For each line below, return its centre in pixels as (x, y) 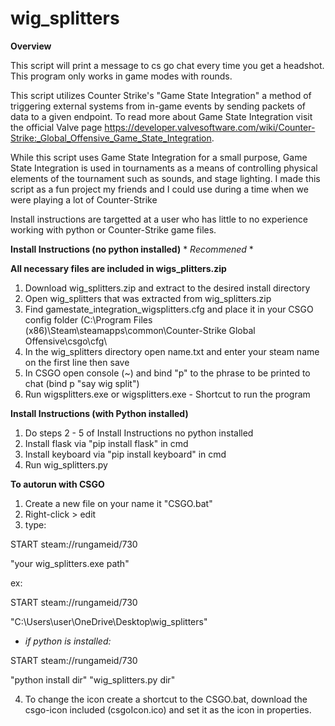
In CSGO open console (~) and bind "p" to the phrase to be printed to (167, 373)
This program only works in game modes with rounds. (121, 76)
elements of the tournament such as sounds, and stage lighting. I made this (165, 178)
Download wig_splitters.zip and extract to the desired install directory (167, 288)
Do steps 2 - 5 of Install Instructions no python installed (139, 433)
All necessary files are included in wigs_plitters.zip (118, 268)
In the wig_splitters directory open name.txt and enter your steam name (172, 351)
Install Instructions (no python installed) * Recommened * (132, 249)
